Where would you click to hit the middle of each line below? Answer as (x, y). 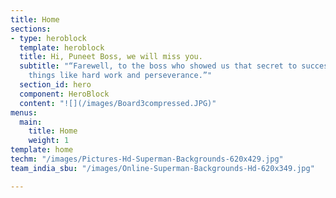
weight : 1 (49, 141)
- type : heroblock (48, 38)
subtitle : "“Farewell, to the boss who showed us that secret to (158, 66)
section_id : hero (55, 85)
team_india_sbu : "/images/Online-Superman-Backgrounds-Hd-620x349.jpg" (162, 168)
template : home (42, 150)
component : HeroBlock (64, 94)
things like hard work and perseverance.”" (120, 76)
